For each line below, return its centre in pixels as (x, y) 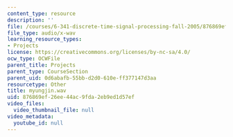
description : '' (31, 20)
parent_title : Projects (42, 65)
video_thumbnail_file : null (54, 110)
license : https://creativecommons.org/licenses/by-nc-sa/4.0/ (99, 53)
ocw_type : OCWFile (34, 59)
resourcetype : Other (37, 84)
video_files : (26, 104)
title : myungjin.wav (37, 91)
